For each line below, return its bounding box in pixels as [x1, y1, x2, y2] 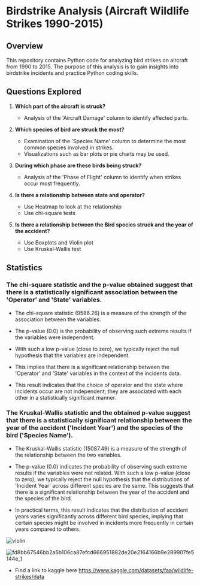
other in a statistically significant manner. [14, 394, 117, 401]
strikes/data [14, 573, 45, 580]
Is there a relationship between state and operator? [14, 191, 146, 198]
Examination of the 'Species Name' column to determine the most [23, 137, 186, 144]
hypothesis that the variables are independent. [14, 352, 130, 359]
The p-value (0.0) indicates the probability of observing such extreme [14, 463, 187, 470]
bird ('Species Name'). [6, 431, 74, 440]
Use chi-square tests [23, 209, 76, 216]
